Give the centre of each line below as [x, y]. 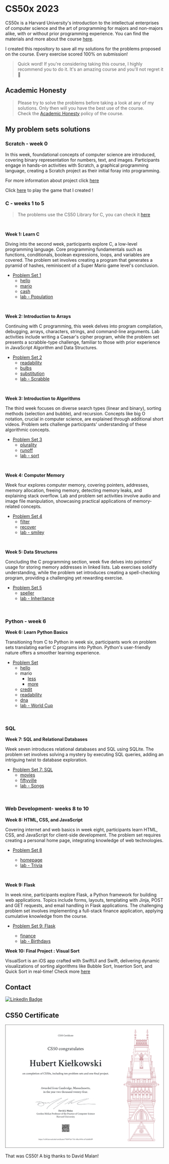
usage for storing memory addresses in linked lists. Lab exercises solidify [81, 567]
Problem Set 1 [27, 275]
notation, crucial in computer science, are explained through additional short [84, 419]
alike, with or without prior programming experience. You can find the [77, 33]
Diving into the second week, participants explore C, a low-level [71, 244]
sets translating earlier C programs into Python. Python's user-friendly [78, 647]
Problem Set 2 [27, 357]
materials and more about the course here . [50, 39]
